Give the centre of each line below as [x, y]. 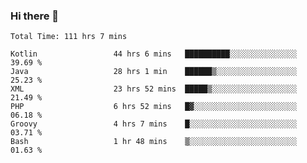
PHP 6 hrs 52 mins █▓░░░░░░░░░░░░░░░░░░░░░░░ [154, 107]
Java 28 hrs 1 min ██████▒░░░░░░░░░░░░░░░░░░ [154, 72]
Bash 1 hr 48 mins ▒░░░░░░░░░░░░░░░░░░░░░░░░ [154, 142]
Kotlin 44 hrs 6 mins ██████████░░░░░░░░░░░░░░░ [154, 54]
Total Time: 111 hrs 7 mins [69, 37]
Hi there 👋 [35, 16]
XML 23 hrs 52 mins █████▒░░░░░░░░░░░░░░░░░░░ [154, 89]
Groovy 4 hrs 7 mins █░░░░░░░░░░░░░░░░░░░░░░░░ [154, 124]
